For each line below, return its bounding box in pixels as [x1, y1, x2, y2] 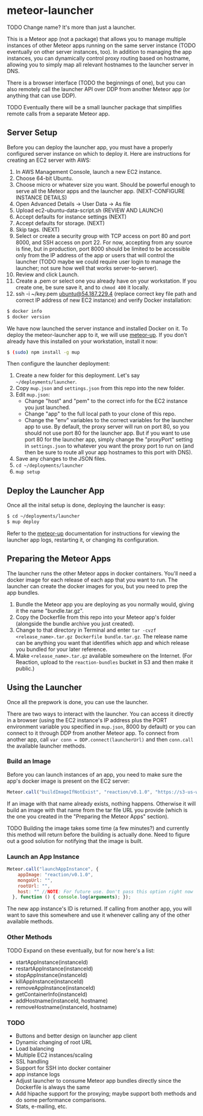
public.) [15, 665, 35, 672]
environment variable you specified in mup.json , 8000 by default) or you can [7, 723, 196, 730]
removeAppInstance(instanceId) [15, 984, 96, 991]
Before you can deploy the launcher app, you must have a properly [7, 143, 173, 151]
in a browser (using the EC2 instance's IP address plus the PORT [7, 716, 167, 723]
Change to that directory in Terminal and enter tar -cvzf [15, 626, 157, 633]
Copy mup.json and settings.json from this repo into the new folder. [15, 385, 186, 392]
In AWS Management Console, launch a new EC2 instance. [15, 168, 162, 175]
